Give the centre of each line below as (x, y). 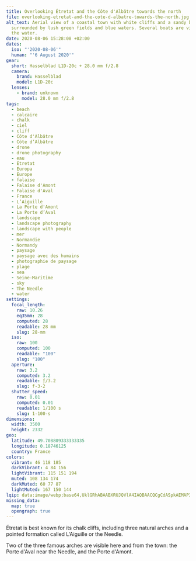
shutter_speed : (30, 392)
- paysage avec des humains (45, 256)
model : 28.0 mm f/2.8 (48, 98)
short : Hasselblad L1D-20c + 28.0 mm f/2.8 (65, 66)
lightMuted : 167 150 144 (41, 489)
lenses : (21, 88)
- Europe (22, 175)
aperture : (23, 365)
